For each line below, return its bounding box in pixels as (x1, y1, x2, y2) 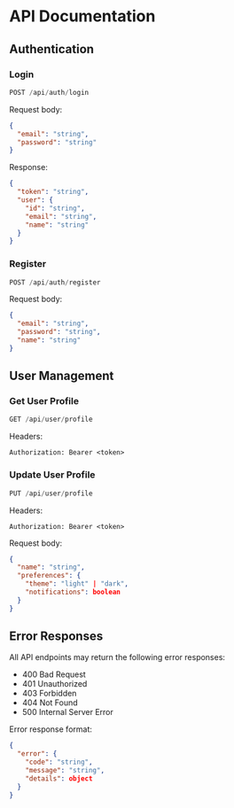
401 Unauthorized (21, 679, 88, 689)
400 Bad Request (21, 669, 86, 680)
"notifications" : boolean (25, 587, 121, 597)
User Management (9, 369, 114, 384)
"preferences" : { (17, 571, 82, 580)
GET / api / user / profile (9, 415, 93, 424)
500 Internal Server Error (21, 707, 113, 718)
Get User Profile (9, 395, 80, 408)
